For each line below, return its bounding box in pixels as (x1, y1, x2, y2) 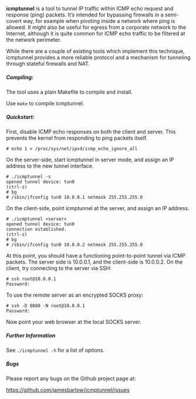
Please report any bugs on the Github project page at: (6, 375, 136, 382)
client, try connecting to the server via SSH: (6, 264, 111, 271)
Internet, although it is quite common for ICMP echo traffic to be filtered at (6, 30, 185, 37)
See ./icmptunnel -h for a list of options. (6, 347, 104, 354)
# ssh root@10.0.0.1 (6, 276, 57, 282)
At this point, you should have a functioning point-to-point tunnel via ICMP (6, 252, 186, 259)
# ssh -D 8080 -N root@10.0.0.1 (6, 302, 85, 308)
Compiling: (6, 74, 34, 81)
